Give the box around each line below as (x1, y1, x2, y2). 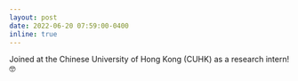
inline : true (9, 29, 58, 38)
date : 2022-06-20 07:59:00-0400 (9, 21, 129, 30)
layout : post (9, 12, 58, 22)
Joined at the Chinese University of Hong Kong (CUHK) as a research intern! (9, 54, 290, 65)
